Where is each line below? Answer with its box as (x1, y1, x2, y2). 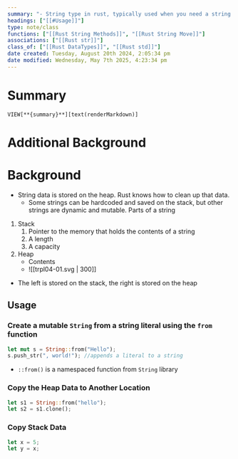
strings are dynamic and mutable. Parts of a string (28, 206, 176, 214)
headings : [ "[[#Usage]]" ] (7, 17, 84, 24)
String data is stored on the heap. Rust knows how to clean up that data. (17, 190, 230, 199)
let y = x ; (7, 445, 40, 453)
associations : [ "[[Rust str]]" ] (7, 37, 103, 44)
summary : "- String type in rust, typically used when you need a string (7, 10, 232, 18)
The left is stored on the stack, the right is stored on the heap (17, 278, 198, 287)
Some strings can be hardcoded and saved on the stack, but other (28, 198, 223, 206)
